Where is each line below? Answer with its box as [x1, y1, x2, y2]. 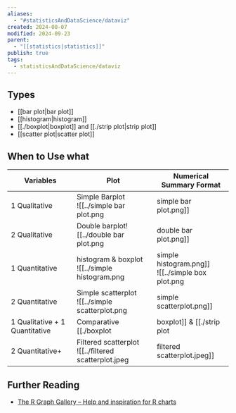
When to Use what [7, 150, 90, 162]
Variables [24, 175, 57, 185]
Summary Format [161, 180, 221, 190]
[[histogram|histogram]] [17, 115, 87, 123]
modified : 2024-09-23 [7, 30, 71, 37]
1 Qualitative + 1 [11, 317, 65, 327]
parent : [7, 37, 30, 44]
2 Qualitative [11, 230, 53, 240]
